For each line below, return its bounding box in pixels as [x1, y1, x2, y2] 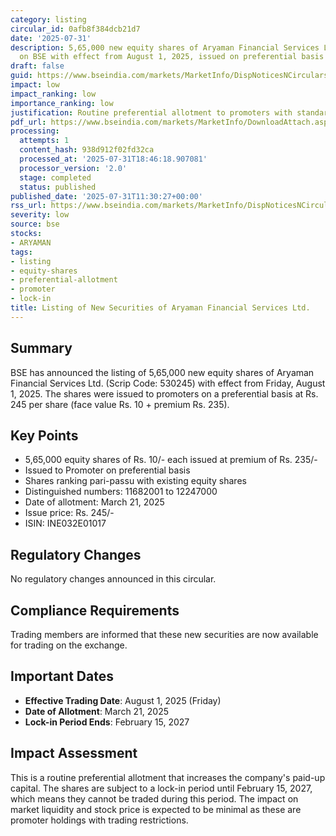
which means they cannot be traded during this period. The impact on [10, 792, 299, 805]
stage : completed [19, 172, 92, 183]
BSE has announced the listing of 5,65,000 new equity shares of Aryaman [10, 366, 315, 378]
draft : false [10, 61, 65, 71]
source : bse [10, 219, 60, 230]
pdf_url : [10, 117, 47, 127]
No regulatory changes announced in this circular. [10, 573, 217, 585]
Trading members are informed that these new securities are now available [10, 629, 319, 640]
